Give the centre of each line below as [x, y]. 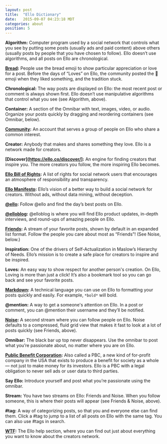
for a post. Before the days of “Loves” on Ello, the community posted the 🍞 [82, 73]
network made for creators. [33, 149]
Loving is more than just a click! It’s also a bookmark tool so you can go [78, 275]
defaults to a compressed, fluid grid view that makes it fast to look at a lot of [83, 325]
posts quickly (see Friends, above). [41, 330]
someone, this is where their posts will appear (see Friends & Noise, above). [83, 401]
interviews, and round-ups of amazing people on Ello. [60, 219]
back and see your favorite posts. [40, 280]
